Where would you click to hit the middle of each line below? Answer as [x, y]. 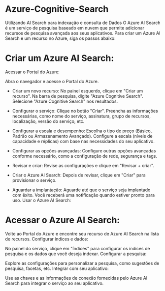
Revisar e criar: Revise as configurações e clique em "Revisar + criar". [83, 165]
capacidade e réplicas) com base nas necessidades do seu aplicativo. [83, 141]
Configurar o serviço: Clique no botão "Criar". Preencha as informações [85, 111]
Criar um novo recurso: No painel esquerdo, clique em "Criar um [78, 91]
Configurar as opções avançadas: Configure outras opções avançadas [84, 150]
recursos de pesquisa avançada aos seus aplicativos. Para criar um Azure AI [83, 33]
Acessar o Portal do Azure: [33, 72]
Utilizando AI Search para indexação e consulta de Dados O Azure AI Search [83, 23]
